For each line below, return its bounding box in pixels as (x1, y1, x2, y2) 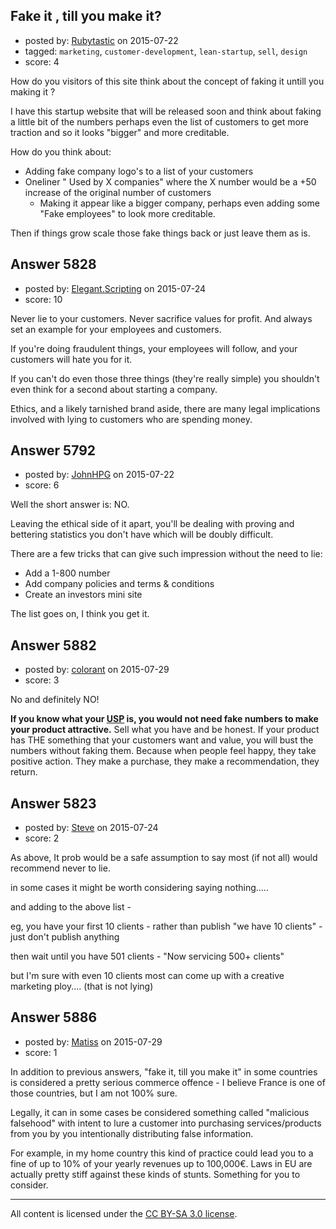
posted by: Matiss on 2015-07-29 (24, 1035, 163, 1048)
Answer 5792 (10, 442, 97, 459)
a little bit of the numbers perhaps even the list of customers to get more (10, 115, 310, 128)
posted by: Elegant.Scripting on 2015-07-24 (24, 282, 207, 294)
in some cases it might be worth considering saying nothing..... (10, 882, 269, 894)
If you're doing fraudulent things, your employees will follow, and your (10, 342, 298, 354)
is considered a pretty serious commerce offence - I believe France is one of (10, 1076, 326, 1088)
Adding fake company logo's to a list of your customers (24, 165, 254, 177)
